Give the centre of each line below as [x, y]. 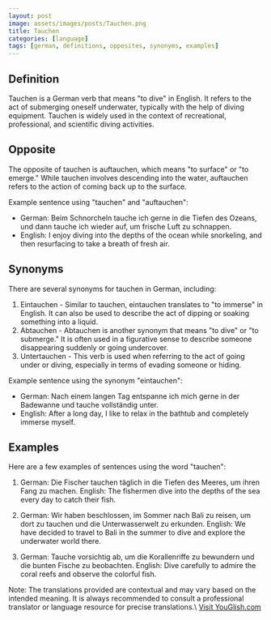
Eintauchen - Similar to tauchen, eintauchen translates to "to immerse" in [142, 304]
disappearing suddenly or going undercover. [94, 347]
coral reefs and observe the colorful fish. [88, 574]
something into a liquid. [59, 322]
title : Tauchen [34, 31]
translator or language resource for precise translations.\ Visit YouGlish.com [135, 607]
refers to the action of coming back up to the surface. [98, 186]
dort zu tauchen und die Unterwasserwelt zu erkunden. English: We [133, 524]
